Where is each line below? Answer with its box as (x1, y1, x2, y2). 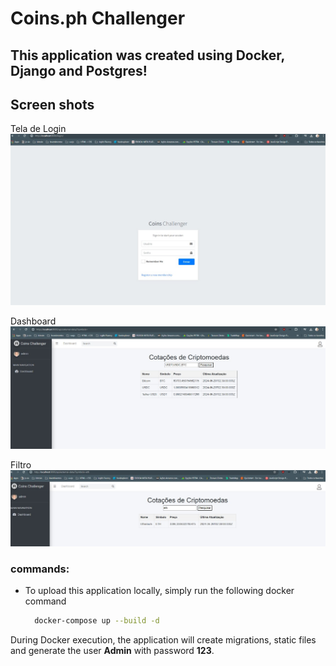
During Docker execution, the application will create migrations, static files (10, 634, 317, 646)
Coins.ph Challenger (10, 7, 186, 30)
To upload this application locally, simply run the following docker (24, 585, 295, 597)
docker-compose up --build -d (34, 616, 160, 626)
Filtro (10, 459, 32, 471)
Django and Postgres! (10, 62, 148, 79)
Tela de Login (10, 123, 67, 135)
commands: (10, 562, 70, 576)
